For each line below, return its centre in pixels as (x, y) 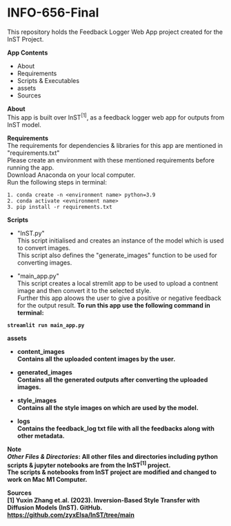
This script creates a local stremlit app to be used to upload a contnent (118, 283)
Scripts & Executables (48, 80)
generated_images (44, 372)
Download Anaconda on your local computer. (71, 175)
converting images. (44, 262)
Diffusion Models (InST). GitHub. (55, 508)
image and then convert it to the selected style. (84, 290)
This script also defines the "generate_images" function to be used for (117, 255)
